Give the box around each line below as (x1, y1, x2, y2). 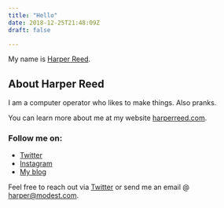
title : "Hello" (8, 11, 58, 20)
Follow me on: (8, 133, 63, 144)
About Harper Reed (8, 77, 105, 90)
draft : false (8, 26, 51, 34)
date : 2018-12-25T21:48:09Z (8, 19, 101, 27)
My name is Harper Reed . (8, 54, 91, 64)
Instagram (19, 159, 53, 169)
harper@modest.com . (8, 191, 79, 200)
